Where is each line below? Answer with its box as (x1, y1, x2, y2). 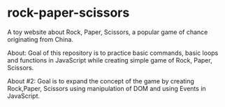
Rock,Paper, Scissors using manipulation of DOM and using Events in (7, 84, 206, 92)
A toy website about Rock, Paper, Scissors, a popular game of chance (7, 28, 208, 36)
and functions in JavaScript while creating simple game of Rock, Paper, (7, 56, 212, 64)
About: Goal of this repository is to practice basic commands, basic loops (7, 49, 219, 57)
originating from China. (7, 35, 73, 43)
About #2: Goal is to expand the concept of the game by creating (7, 76, 194, 85)
